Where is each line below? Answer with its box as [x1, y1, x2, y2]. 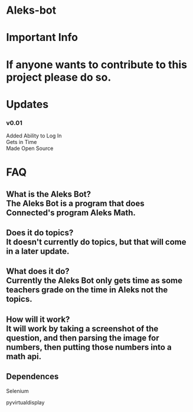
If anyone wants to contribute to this [6, 58, 188, 71]
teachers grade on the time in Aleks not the [6, 285, 168, 295]
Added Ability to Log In [6, 132, 62, 139]
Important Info [6, 31, 78, 44]
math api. [6, 351, 42, 362]
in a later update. [6, 247, 70, 257]
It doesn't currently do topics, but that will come [6, 237, 187, 247]
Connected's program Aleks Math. [6, 207, 136, 218]
